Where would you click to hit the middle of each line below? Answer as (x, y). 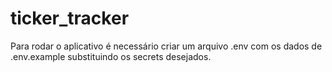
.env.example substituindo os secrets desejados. (111, 56)
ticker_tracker (70, 18)
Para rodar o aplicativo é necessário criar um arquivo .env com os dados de (166, 46)
